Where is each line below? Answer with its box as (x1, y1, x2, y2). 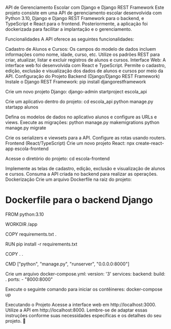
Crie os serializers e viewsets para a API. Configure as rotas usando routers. (5, 135, 166, 140)
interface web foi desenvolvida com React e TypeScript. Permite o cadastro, (5, 63, 166, 68)
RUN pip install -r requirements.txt (5, 241, 78, 247)
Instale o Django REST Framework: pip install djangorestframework (5, 79, 146, 85)
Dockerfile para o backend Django (5, 194, 153, 206)
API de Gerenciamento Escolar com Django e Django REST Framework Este (5, 5, 164, 10)
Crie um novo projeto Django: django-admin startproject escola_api (5, 89, 147, 94)
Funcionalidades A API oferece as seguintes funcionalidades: (5, 36, 135, 42)
